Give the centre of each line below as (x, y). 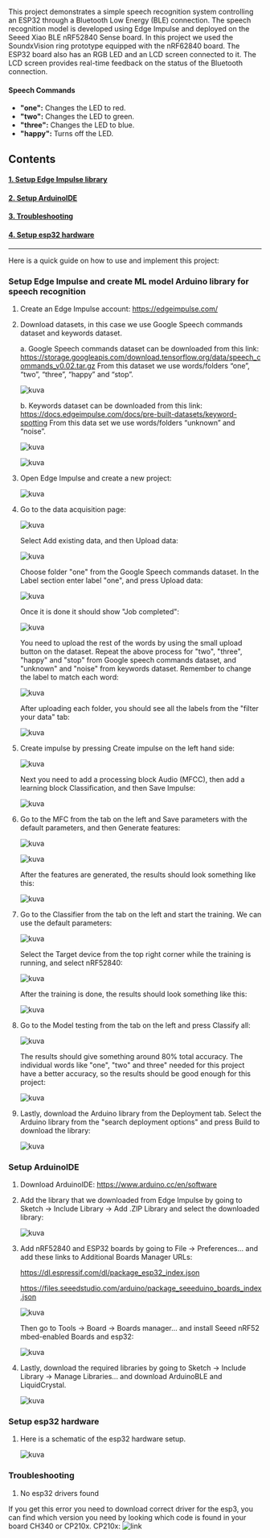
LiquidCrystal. (43, 1385)
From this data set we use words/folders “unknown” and (142, 422)
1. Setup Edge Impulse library (58, 180)
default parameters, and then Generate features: (100, 827)
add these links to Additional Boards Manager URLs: (106, 1257)
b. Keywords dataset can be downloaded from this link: (111, 405)
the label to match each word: (69, 677)
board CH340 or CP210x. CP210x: (64, 1526)
